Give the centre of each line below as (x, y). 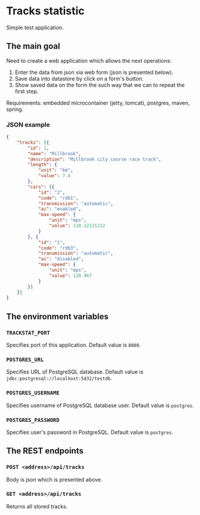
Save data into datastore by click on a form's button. (79, 78)
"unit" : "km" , (56, 170)
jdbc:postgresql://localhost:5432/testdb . (59, 378)
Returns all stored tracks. (37, 506)
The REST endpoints (45, 451)
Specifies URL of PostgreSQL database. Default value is (75, 372)
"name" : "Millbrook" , (55, 153)
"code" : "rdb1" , (58, 198)
